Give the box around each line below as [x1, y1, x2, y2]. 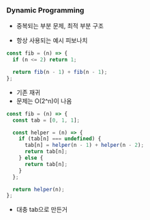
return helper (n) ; [12, 186, 65, 193]
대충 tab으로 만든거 [16, 206, 67, 214]
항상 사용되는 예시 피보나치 [16, 36, 88, 44]
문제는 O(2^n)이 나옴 [16, 96, 72, 105]
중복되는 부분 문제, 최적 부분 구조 [16, 22, 104, 30]
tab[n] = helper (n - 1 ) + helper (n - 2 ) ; [24, 142, 145, 149]
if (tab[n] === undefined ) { [18, 135, 102, 142]
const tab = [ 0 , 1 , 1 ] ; [12, 117, 80, 124]
